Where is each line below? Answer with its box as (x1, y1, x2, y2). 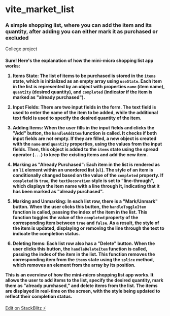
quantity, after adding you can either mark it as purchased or (5, 28, 158, 35)
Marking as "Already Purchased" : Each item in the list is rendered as (12, 161, 160, 168)
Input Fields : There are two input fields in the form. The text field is (12, 104, 156, 110)
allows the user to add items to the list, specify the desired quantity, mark (5, 277, 163, 284)
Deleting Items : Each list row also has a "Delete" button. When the (12, 240, 155, 247)
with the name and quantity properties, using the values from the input (12, 141, 162, 147)
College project (5, 46, 38, 52)
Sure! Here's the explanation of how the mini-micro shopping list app (5, 57, 154, 64)
